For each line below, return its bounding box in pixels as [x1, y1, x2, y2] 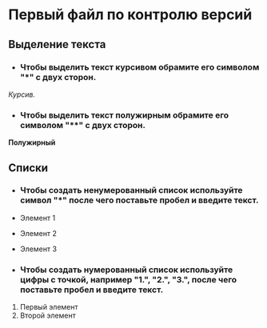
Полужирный [8, 138, 56, 147]
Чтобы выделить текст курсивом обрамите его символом [19, 62, 260, 73]
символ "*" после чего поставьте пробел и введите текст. [19, 194, 259, 206]
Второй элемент [19, 310, 76, 321]
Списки [8, 161, 49, 174]
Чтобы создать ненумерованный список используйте [19, 185, 243, 196]
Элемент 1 [19, 213, 56, 222]
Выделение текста [8, 38, 106, 51]
